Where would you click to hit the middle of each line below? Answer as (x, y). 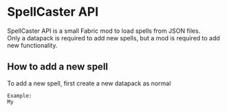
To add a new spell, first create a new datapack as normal (89, 83)
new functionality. (32, 45)
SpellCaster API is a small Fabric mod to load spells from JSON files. (104, 31)
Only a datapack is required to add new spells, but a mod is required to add (113, 38)
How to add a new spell (58, 67)
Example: (20, 96)
